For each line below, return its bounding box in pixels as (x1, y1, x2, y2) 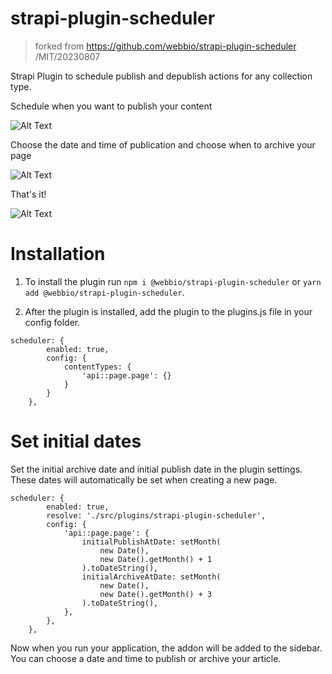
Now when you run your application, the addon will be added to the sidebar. (10, 642, 323, 654)
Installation (10, 243, 106, 266)
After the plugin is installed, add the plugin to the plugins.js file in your (24, 305, 313, 317)
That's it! (10, 188, 47, 200)
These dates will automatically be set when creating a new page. (10, 473, 278, 486)
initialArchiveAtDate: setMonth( (81, 572, 222, 582)
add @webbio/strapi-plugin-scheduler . (24, 286, 185, 298)
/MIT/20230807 (34, 50, 101, 62)
